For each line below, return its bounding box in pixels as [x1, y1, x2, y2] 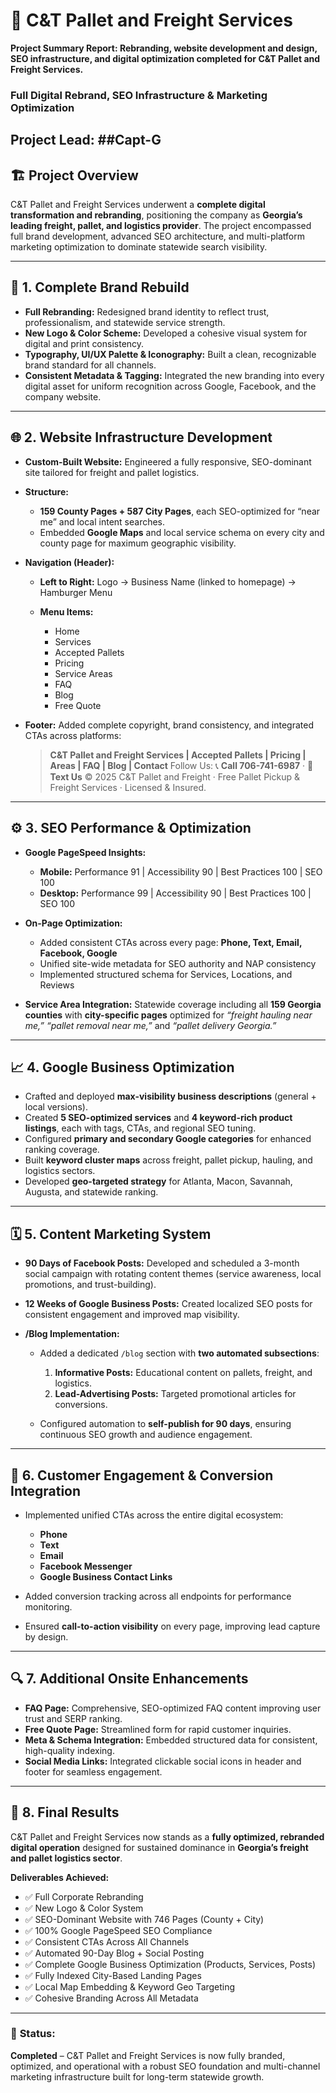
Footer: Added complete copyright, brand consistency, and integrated [24, 719, 314, 731]
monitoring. [24, 1600, 73, 1613]
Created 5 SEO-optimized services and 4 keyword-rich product [24, 1112, 293, 1124]
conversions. [54, 1399, 108, 1411]
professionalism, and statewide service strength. [24, 316, 226, 328]
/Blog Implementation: [24, 1328, 120, 1340]
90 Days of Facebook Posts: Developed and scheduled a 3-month [24, 1257, 300, 1269]
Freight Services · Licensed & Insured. [49, 781, 207, 793]
